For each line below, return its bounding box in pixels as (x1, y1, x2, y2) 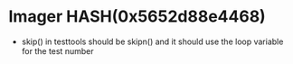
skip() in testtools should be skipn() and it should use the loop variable (21, 36, 284, 47)
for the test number (21, 45, 94, 56)
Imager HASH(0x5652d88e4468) (8, 6, 266, 27)
